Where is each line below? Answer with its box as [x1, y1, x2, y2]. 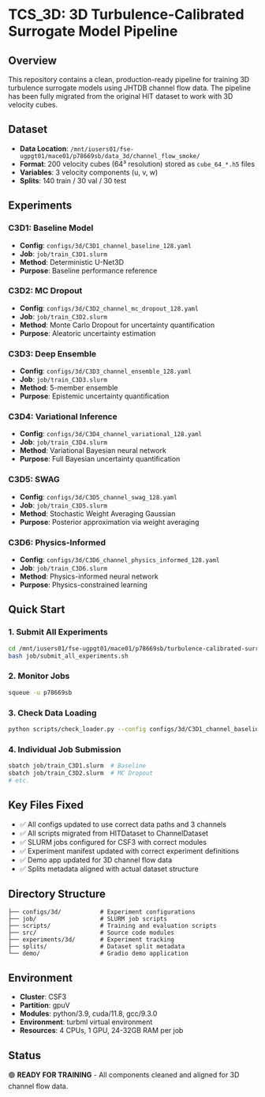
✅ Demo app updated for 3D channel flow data [19, 855, 173, 865]
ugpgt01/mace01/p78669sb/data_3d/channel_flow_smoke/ [19, 152, 200, 160]
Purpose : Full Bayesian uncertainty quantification [19, 454, 181, 464]
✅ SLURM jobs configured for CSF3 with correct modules [19, 837, 207, 846]
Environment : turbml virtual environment [19, 1017, 153, 1027]
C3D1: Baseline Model [8, 223, 94, 234]
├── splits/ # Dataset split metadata [8, 943, 185, 951]
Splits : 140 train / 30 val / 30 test [19, 175, 127, 185]
